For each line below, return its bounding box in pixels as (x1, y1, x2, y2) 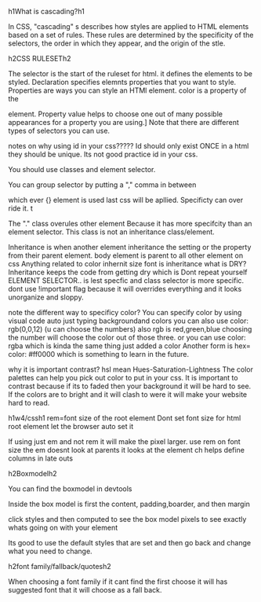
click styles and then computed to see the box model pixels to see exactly (8, 515, 247, 523)
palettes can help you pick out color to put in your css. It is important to (8, 373, 238, 382)
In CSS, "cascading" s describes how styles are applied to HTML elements (8, 22, 249, 31)
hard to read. (8, 398, 50, 407)
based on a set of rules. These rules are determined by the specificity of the (8, 31, 254, 39)
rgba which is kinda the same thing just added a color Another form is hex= (8, 341, 251, 351)
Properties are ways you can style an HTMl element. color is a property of (8, 86, 247, 95)
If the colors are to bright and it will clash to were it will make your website (8, 390, 248, 399)
